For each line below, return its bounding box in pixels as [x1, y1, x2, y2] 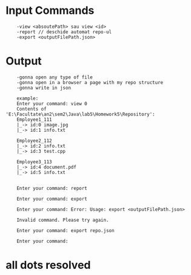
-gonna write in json [16, 85, 71, 91]
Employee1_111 [16, 116, 52, 123]
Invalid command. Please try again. [16, 217, 110, 223]
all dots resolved [5, 258, 91, 272]
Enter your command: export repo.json [16, 227, 115, 233]
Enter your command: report [16, 185, 87, 191]
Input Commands [5, 4, 95, 18]
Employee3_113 [16, 158, 52, 165]
